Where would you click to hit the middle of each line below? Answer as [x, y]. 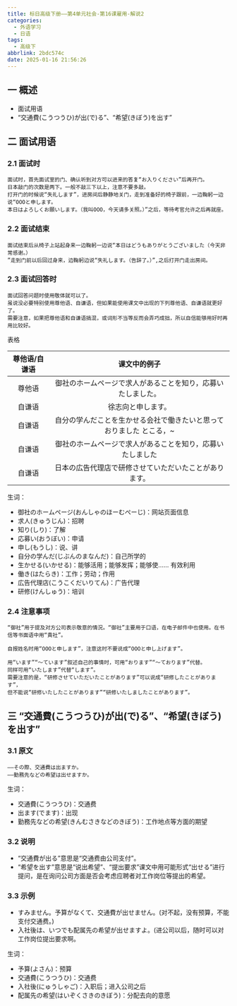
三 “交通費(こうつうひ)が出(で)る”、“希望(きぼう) [115, 716]
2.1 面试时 [24, 163]
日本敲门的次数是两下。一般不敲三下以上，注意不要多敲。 [78, 188]
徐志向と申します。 [140, 406]
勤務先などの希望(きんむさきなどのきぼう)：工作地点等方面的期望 [113, 821]
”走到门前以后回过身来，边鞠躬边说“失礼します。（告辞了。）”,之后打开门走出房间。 [109, 260]
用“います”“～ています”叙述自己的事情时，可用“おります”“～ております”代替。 [107, 663]
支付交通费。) [36, 921]
